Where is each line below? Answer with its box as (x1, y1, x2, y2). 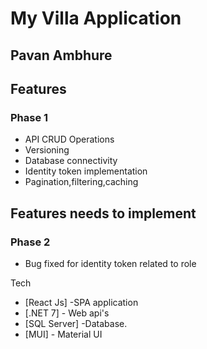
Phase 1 (10, 110, 49, 124)
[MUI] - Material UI (24, 328, 103, 340)
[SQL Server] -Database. (24, 317, 128, 329)
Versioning (24, 144, 70, 156)
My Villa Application (10, 7, 182, 30)
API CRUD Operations (24, 133, 115, 146)
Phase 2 (10, 235, 51, 249)
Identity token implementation (24, 165, 148, 177)
